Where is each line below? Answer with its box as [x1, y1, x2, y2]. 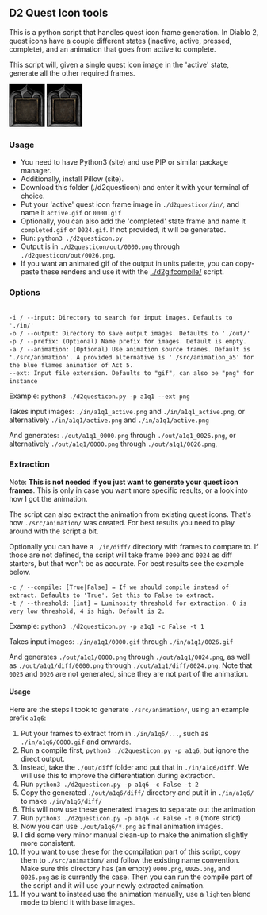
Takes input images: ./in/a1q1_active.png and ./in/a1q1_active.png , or [9, 407, 245, 417]
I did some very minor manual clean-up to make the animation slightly [20, 830, 249, 839]
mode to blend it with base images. [20, 898, 135, 907]
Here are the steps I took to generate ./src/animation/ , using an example [9, 704, 249, 714]
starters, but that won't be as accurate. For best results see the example [9, 558, 245, 568]
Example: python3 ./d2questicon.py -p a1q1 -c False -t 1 [9, 621, 204, 630]
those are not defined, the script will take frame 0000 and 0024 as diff [9, 550, 233, 560]
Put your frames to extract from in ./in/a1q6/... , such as [20, 728, 209, 738]
